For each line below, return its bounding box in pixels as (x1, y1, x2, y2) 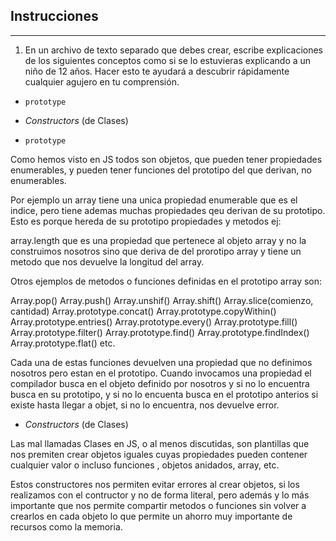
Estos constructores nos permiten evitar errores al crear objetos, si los (10, 478, 300, 490)
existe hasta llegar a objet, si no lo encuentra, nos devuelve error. (10, 399, 280, 411)
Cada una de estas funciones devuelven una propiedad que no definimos (10, 356, 313, 368)
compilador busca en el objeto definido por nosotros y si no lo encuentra (10, 377, 310, 389)
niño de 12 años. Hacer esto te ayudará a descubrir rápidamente (24, 65, 290, 77)
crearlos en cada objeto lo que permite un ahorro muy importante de (10, 510, 293, 522)
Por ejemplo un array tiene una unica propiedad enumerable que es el (10, 194, 298, 206)
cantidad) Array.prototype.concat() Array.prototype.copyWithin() (10, 305, 277, 317)
